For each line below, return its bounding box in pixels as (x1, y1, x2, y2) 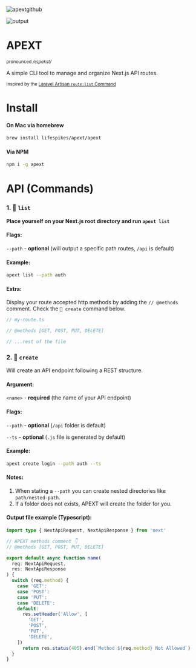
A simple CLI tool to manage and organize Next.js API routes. (6, 69, 158, 76)
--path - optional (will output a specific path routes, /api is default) (6, 244, 174, 252)
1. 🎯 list (6, 204, 31, 212)
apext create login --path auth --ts (6, 461, 102, 467)
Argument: (6, 381, 34, 388)
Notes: (6, 473, 24, 481)
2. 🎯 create (6, 353, 38, 361)
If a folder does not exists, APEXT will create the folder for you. (15, 500, 172, 507)
